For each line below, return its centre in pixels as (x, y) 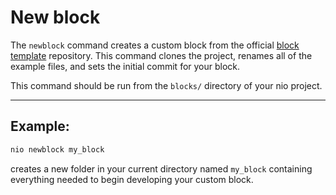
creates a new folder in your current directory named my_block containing (161, 168)
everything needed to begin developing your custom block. (132, 179)
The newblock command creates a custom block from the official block (155, 45)
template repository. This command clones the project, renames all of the (161, 55)
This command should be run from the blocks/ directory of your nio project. (166, 85)
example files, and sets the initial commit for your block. (125, 66)
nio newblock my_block (57, 149)
